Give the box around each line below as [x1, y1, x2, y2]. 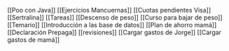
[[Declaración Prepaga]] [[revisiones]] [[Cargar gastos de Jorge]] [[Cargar [7, 28, 222, 36]
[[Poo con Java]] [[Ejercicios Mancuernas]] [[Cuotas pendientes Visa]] [7, 6, 211, 14]
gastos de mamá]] [7, 36, 60, 44]
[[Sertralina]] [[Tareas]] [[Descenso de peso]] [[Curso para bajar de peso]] [7, 13, 223, 22]
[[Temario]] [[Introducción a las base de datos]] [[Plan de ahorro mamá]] [7, 21, 217, 29]
